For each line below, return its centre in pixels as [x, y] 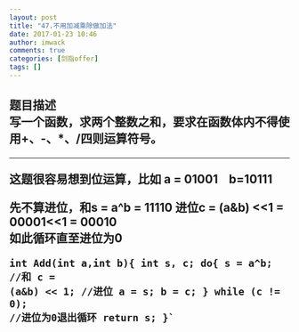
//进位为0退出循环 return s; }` [92, 318]
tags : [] [25, 68]
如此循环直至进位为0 [66, 238]
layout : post [33, 17]
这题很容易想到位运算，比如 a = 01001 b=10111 [141, 179]
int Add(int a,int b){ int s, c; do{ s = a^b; [141, 263]
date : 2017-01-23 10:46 [53, 34]
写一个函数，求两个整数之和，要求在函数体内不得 [144, 122]
